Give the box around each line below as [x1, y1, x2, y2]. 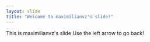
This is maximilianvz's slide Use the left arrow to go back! [6, 29, 144, 36]
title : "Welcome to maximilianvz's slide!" [6, 14, 114, 20]
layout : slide [6, 8, 41, 14]
